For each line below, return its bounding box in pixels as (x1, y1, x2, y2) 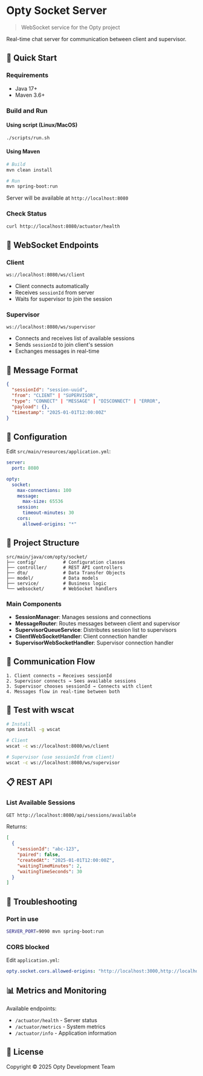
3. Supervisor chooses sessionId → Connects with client (6, 683, 153, 689)
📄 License (6, 1047, 44, 1057)
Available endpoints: (6, 1005, 57, 1012)
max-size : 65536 (22, 499, 63, 505)
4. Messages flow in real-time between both (6, 688, 120, 695)
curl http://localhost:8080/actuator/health (6, 223, 120, 229)
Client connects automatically (14, 283, 89, 290)
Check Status (6, 209, 47, 218)
